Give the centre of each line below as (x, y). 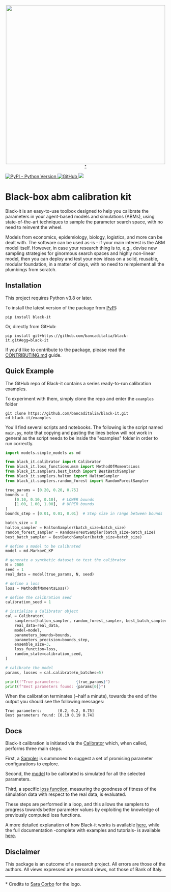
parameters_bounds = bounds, (43, 635)
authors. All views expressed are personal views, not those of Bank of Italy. (84, 870)
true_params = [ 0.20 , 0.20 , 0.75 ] (42, 490)
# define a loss (22, 583)
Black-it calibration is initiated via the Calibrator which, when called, (76, 743)
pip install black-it (28, 317)
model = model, (28, 630)
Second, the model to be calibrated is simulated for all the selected (75, 774)
